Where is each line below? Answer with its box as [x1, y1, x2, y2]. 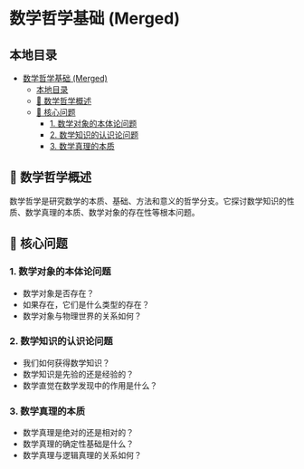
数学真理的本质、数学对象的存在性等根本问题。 [24, 206, 200, 217]
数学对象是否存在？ [22, 287, 95, 299]
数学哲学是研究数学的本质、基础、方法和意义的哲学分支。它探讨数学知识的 [9, 196, 287, 206]
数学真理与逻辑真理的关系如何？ [22, 450, 142, 461]
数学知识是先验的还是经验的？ [22, 368, 134, 379]
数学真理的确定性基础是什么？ [22, 438, 134, 449]
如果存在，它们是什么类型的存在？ [22, 299, 150, 310]
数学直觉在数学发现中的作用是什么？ [22, 379, 158, 390]
